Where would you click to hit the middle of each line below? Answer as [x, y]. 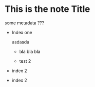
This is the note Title [47, 9]
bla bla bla [30, 51]
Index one [22, 32]
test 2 [25, 61]
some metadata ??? [24, 23]
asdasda [21, 42]
